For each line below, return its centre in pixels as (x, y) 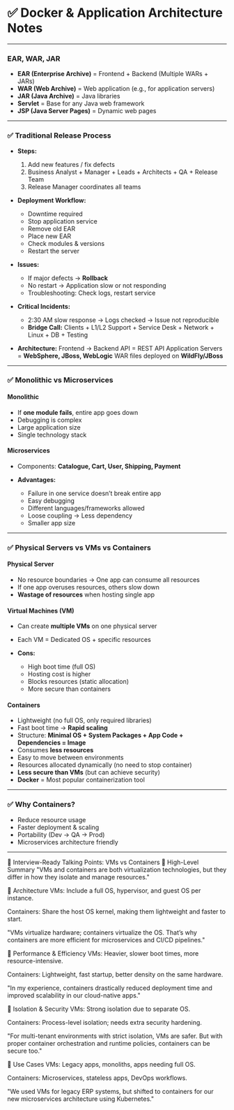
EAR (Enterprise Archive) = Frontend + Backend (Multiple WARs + (113, 74)
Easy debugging (51, 500)
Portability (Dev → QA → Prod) (61, 834)
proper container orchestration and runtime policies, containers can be (109, 1043)
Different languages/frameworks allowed (86, 508)
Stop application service (62, 221)
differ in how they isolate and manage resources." (78, 877)
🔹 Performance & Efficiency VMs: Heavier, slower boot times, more (103, 953)
